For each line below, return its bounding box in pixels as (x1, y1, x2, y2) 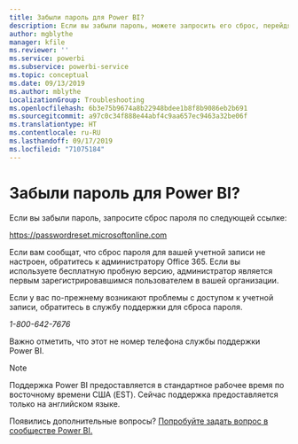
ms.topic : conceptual (9, 71, 90, 80)
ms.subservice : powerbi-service (9, 63, 129, 72)
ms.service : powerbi (9, 54, 86, 63)
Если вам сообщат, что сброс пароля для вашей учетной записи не (9, 246, 266, 257)
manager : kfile (9, 37, 66, 47)
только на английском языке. (9, 398, 121, 409)
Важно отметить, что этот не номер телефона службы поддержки (9, 336, 261, 347)
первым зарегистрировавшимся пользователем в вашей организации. (9, 275, 279, 285)
